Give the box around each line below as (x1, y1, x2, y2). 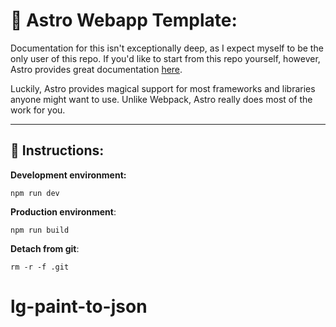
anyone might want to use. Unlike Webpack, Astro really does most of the (10, 93, 313, 105)
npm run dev (10, 188, 60, 198)
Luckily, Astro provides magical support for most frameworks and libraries (10, 82, 316, 94)
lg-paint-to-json (10, 295, 148, 318)
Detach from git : (10, 242, 80, 254)
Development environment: (10, 169, 127, 181)
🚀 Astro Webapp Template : (10, 9, 238, 32)
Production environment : (10, 205, 117, 218)
